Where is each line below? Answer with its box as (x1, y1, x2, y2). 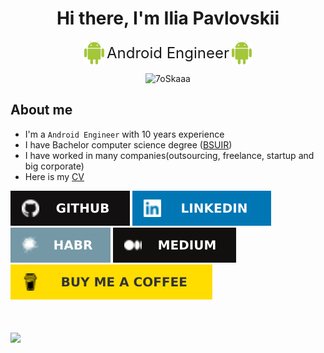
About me (10, 102, 73, 119)
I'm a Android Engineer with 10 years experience (24, 128, 225, 140)
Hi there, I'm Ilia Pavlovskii (56, 7, 280, 30)
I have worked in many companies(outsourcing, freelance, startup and (24, 149, 315, 161)
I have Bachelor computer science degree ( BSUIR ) (24, 138, 233, 151)
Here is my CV (24, 170, 85, 182)
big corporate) (24, 160, 85, 172)
